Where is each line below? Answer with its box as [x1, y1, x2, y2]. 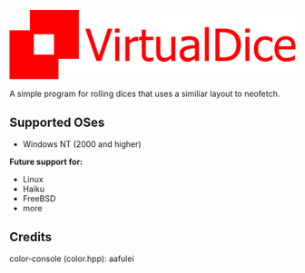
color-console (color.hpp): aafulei [9, 253, 134, 264]
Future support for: [9, 156, 84, 168]
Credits [9, 229, 53, 245]
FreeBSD [22, 193, 56, 204]
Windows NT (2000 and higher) [22, 139, 143, 150]
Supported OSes [9, 114, 105, 130]
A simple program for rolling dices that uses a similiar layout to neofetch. [9, 88, 280, 100]
